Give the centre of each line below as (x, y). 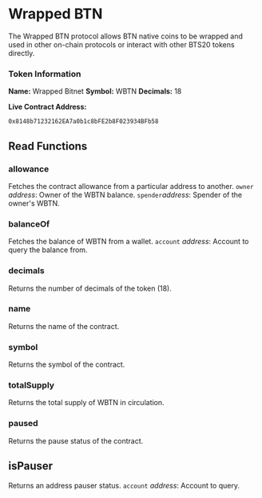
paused (23, 424)
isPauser (31, 466)
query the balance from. (48, 250)
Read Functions (48, 146)
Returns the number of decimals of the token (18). (90, 288)
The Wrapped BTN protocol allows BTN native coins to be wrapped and (126, 36)
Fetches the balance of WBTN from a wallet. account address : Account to (129, 242)
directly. (22, 53)
